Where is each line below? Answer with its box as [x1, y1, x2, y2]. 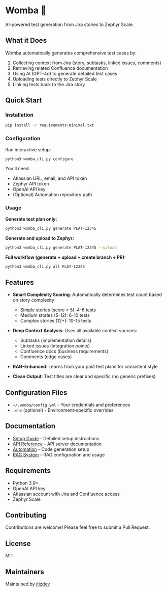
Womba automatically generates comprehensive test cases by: [5, 49, 137, 56]
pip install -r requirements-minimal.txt [5, 123, 94, 128]
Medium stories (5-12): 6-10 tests [20, 312, 90, 318]
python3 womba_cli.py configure [5, 156, 74, 162]
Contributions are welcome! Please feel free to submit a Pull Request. [5, 524, 150, 530]
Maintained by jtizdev [5, 581, 50, 587]
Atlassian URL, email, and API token [12, 175, 87, 181]
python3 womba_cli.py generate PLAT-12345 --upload [5, 245, 117, 250]
